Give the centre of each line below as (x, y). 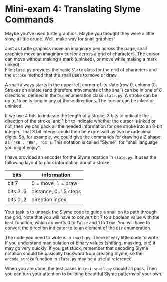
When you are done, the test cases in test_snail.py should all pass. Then (81, 268)
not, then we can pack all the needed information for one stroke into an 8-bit (83, 126)
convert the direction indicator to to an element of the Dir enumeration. (78, 228)
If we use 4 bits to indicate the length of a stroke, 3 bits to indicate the (77, 115)
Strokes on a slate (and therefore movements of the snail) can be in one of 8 (83, 90)
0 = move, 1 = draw (55, 183)
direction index (49, 199)
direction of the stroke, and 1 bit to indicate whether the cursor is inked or (81, 121)
